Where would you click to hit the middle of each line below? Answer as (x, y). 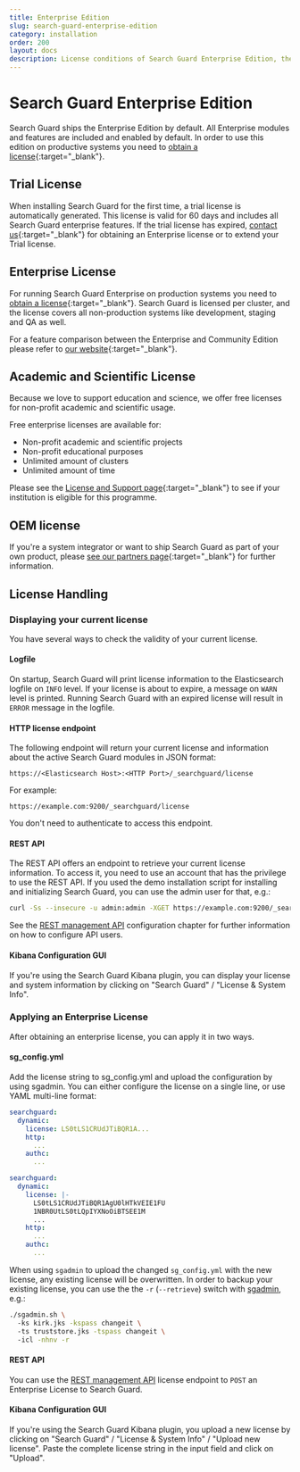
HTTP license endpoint (53, 728)
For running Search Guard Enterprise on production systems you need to (143, 293)
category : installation (54, 34)
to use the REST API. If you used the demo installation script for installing (143, 882)
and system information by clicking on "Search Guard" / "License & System (147, 985)
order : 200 (29, 42)
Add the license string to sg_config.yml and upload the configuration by (141, 1077)
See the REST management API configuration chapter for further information (150, 926)
